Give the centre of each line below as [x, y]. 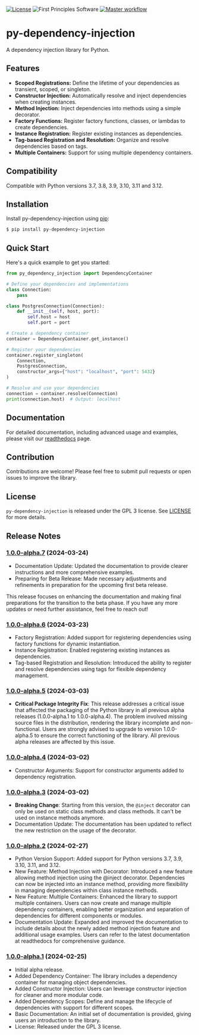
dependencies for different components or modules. [79, 916]
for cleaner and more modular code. [59, 994]
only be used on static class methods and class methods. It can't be [98, 811]
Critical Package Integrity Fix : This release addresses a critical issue [99, 704]
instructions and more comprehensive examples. [75, 572]
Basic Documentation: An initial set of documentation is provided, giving [103, 1014]
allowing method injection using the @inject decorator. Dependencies [100, 878]
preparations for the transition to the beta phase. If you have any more [92, 602]
